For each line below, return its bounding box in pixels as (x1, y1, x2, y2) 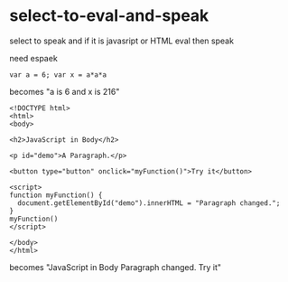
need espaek (9, 52, 59, 63)
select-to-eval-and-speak (9, 5, 209, 26)
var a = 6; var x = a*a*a (9, 70, 107, 80)
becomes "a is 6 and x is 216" (9, 86, 120, 97)
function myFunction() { (9, 191, 103, 200)
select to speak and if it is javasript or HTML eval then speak (9, 35, 235, 46)
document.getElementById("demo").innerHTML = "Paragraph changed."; (17, 198, 281, 208)
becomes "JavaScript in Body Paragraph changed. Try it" (9, 261, 222, 272)
